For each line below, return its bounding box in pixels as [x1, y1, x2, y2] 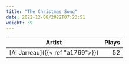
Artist [45, 39, 62, 47]
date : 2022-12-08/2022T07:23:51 [6, 14, 85, 20]
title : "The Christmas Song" [6, 8, 78, 15]
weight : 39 [6, 20, 33, 25]
